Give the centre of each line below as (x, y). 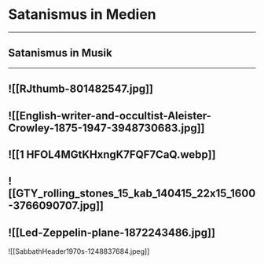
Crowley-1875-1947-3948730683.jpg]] (107, 128)
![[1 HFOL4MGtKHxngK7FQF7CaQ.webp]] (112, 154)
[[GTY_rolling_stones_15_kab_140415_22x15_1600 (132, 194)
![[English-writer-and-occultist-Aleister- (110, 115)
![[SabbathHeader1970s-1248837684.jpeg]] (79, 251)
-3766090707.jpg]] (56, 206)
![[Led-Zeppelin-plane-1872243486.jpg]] (112, 232)
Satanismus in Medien (82, 15)
